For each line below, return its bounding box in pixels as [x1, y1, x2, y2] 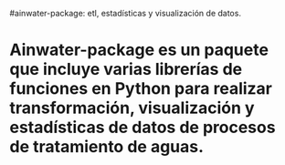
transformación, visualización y [9, 98, 255, 119]
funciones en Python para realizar [9, 78, 272, 99]
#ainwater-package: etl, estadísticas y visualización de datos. [9, 8, 242, 18]
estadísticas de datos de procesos [9, 118, 276, 138]
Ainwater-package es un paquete [9, 40, 269, 60]
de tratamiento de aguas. [9, 137, 204, 158]
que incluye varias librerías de [9, 59, 243, 80]
